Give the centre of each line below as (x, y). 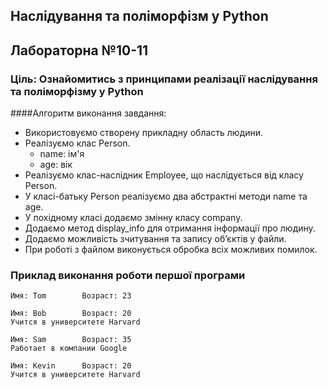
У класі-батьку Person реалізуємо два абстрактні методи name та (166, 196)
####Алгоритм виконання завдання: (88, 113)
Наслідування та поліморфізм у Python (139, 16)
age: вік (56, 165)
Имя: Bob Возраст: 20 (71, 314)
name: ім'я (62, 154)
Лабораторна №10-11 (79, 50)
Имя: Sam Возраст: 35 (71, 340)
